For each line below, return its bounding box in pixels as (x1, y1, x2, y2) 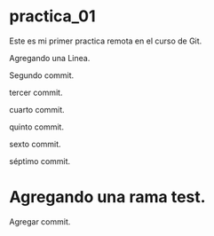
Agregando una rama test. (9, 187, 206, 208)
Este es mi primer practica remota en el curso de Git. (9, 35, 202, 46)
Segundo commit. (9, 69, 75, 81)
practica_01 (9, 6, 96, 27)
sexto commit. (9, 138, 61, 149)
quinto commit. (9, 122, 65, 132)
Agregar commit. (9, 216, 71, 227)
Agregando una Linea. (9, 52, 91, 63)
